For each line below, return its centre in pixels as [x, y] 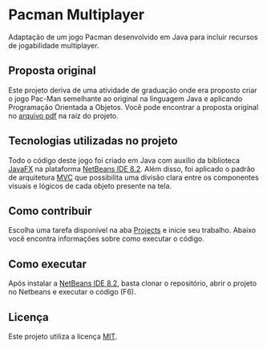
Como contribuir [50, 211]
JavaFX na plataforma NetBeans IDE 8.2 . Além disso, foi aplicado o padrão [131, 168]
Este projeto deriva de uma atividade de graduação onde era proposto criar [133, 90]
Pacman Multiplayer [77, 15]
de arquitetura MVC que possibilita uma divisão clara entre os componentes [133, 177]
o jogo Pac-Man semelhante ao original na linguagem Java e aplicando [125, 99]
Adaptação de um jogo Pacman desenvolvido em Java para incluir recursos [133, 37]
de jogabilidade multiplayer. [54, 45]
